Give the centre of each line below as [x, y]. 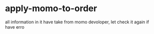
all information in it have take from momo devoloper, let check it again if [77, 22]
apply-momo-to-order [51, 8]
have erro [15, 27]
